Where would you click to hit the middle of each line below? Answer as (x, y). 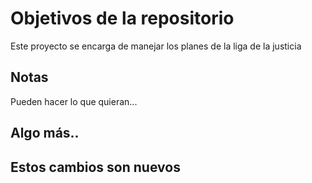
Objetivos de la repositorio (122, 18)
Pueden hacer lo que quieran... (74, 101)
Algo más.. (45, 133)
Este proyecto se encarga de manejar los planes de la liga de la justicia (156, 46)
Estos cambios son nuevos (95, 167)
